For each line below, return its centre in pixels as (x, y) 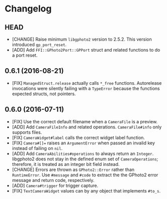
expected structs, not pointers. (44, 94)
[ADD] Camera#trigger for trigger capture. (55, 185)
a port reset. (25, 55)
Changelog (28, 9)
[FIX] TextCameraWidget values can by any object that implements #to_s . (86, 190)
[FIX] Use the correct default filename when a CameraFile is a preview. (85, 121)
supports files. (27, 132)
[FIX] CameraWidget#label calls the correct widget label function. (78, 137)
